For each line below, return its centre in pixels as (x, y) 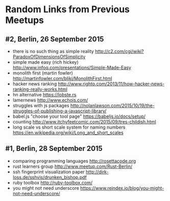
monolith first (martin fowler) (43, 73)
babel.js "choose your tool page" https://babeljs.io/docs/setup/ (79, 116)
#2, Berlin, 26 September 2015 (55, 39)
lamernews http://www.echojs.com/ (50, 100)
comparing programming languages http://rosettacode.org (74, 161)
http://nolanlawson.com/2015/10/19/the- (112, 105)
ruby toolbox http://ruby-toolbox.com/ (53, 183)
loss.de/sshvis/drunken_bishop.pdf (50, 177)
